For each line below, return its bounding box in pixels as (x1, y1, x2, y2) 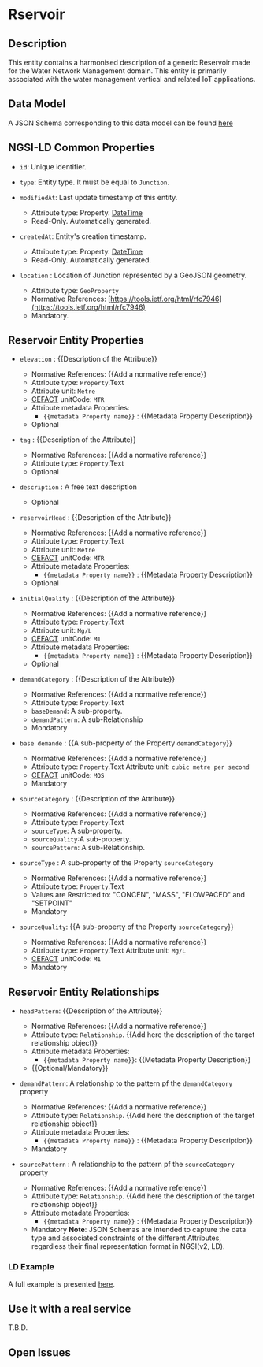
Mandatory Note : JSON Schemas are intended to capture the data (31, 1225, 246, 1235)
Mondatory (31, 723, 68, 733)
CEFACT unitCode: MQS (31, 771, 105, 780)
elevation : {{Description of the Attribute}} (19, 355, 157, 364)
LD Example (8, 1261, 55, 1272)
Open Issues (8, 1346, 71, 1359)
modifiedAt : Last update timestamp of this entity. (19, 192, 178, 202)
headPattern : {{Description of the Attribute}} (19, 1006, 163, 1016)
